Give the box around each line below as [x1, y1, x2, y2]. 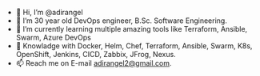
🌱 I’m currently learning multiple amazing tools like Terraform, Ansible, [15, 25, 248, 33]
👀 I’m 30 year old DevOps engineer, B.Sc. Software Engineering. [15, 16, 228, 25]
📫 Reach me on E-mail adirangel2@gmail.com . [15, 59, 172, 67]
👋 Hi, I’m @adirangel [15, 8, 83, 17]
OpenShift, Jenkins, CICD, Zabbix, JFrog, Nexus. [15, 50, 176, 59]
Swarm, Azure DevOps [15, 32, 92, 42]
